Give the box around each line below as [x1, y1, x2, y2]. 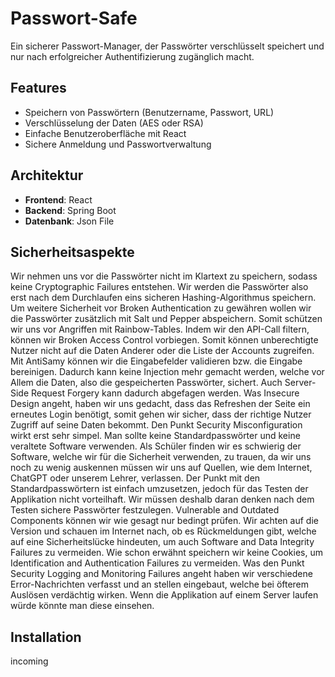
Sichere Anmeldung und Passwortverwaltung [24, 138, 212, 150]
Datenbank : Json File [24, 215, 115, 227]
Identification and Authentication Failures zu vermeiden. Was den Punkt [10, 557, 305, 569]
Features [10, 80, 67, 97]
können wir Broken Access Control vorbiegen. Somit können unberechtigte [10, 334, 319, 346]
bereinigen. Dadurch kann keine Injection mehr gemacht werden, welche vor [10, 366, 325, 378]
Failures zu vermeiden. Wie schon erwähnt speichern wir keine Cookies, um [10, 547, 324, 559]
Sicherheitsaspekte [10, 243, 135, 261]
